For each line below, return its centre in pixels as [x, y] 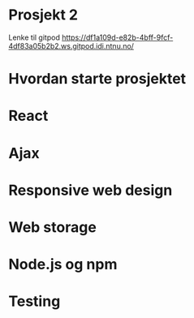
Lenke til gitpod [34, 37]
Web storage [53, 227]
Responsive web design [91, 190]
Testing [34, 301]
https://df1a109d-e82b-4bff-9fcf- [118, 37]
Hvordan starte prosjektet [97, 79]
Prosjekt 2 [43, 15]
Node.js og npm [63, 264]
